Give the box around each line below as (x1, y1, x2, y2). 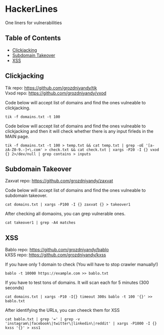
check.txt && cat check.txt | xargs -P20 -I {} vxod (49, 147, 160, 152)
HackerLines (5, 3, 58, 15)
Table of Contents (5, 34, 61, 42)
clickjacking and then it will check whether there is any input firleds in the (5, 128, 154, 134)
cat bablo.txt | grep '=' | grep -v (5, 317, 80, 322)
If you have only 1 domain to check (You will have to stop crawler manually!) (5, 262, 159, 268)
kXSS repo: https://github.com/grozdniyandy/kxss (5, 252, 107, 258)
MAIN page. (5, 133, 29, 139)
